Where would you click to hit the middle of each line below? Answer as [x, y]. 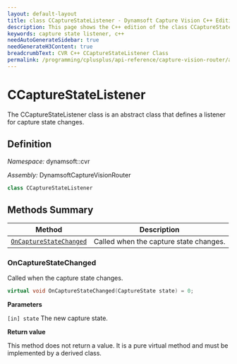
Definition [29, 145]
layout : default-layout [42, 14]
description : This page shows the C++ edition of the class [98, 27]
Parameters [25, 305]
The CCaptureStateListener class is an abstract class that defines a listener [116, 115]
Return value [26, 332]
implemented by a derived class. [55, 353]
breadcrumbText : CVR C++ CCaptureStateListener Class [88, 54]
